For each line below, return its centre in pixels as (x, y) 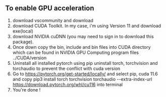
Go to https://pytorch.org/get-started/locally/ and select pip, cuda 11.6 (85, 74)
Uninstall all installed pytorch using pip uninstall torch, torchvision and (85, 63)
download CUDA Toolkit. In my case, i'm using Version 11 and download (87, 26)
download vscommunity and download (53, 20)
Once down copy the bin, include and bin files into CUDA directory (81, 47)
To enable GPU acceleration (50, 8)
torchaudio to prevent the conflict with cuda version (66, 68)
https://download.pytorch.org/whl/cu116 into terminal (67, 84)
